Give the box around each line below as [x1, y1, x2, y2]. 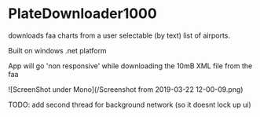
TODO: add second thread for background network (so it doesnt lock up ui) [8, 100, 251, 109]
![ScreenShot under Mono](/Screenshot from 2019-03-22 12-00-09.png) [8, 84, 244, 94]
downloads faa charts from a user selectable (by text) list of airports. [8, 31, 230, 40]
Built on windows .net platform [8, 46, 108, 55]
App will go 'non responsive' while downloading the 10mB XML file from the [8, 60, 253, 71]
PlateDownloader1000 [8, 5, 157, 23]
